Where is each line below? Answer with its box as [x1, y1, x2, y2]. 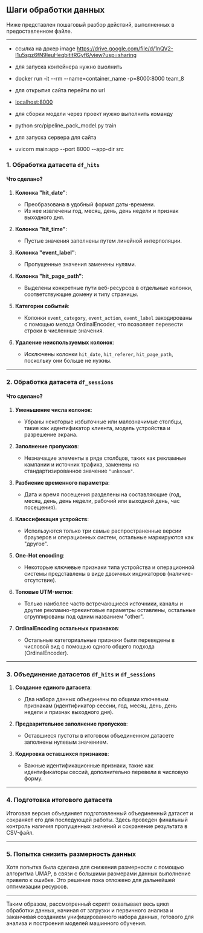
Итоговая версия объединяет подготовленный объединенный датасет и [6, 809, 193, 817]
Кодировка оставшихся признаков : [14, 750, 109, 758]
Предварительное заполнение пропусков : [14, 720, 128, 727]
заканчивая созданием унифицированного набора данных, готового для [6, 913, 195, 920]
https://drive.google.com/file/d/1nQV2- [76, 45, 174, 52]
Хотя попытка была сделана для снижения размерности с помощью [6, 863, 184, 871]
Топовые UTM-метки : [14, 588, 73, 596]
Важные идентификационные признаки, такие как [24, 762, 154, 769]
